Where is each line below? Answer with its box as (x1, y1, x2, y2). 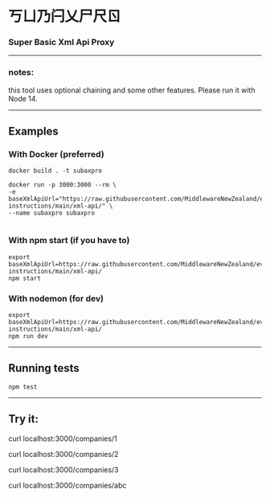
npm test (8, 383, 38, 391)
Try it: (8, 412, 39, 426)
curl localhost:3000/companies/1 (8, 434, 118, 443)
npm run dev (8, 332, 48, 340)
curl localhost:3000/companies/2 (8, 449, 119, 459)
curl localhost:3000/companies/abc (8, 480, 127, 490)
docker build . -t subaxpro (8, 167, 103, 175)
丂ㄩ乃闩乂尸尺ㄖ (8, 7, 122, 26)
